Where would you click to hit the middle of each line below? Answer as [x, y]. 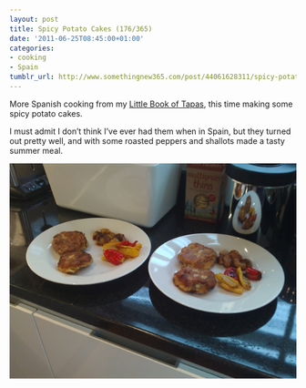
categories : [32, 48]
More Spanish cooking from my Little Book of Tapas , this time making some [151, 104]
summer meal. [36, 150]
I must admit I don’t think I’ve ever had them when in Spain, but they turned [150, 131]
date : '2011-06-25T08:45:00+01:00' [77, 38]
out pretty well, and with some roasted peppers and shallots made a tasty [147, 140]
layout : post [34, 19]
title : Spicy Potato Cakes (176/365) [81, 29]
